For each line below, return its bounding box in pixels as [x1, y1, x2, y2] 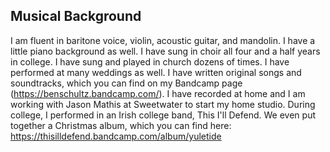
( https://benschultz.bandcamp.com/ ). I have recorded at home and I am [10, 87, 306, 99]
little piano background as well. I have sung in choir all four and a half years [10, 45, 321, 57]
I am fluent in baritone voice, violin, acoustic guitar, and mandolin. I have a [10, 34, 316, 46]
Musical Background [10, 8, 142, 25]
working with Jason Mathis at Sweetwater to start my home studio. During [10, 98, 316, 110]
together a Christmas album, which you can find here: [10, 119, 232, 131]
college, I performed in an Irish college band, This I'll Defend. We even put [10, 109, 316, 121]
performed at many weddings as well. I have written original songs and [10, 66, 302, 78]
